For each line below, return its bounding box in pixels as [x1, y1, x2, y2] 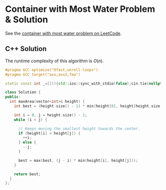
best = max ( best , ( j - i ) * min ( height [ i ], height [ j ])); [18, 158, 138, 163]
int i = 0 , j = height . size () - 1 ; [14, 112, 87, 117]
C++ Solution [5, 45, 47, 53]
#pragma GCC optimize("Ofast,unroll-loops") [5, 67, 98, 72]
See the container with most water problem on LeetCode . [5, 30, 122, 36]
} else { [18, 140, 37, 145]
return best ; [14, 172, 41, 177]
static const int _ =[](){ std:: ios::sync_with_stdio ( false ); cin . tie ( [5, 81, 149, 86]
